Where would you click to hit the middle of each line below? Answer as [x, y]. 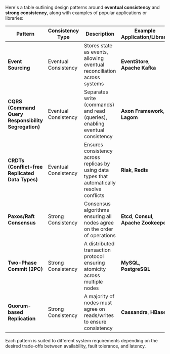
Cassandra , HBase [143, 312]
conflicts [94, 195]
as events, [96, 52]
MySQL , [131, 263]
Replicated [21, 173]
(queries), [95, 117]
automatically [100, 183]
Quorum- [19, 306]
